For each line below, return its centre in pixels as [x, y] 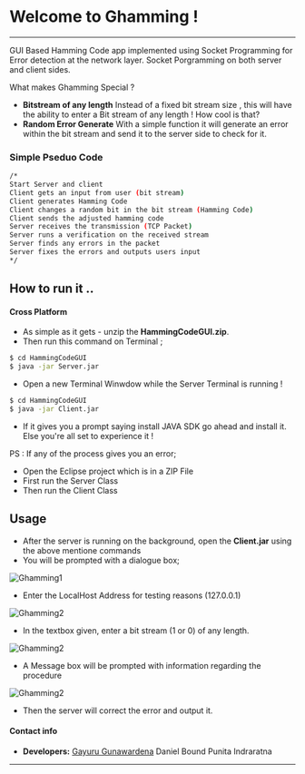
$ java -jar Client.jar [54, 409]
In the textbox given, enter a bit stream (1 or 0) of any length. [136, 630]
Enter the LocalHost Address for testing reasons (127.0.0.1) [132, 595]
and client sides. [40, 69]
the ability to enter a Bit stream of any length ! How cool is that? [141, 114]
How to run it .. [52, 289]
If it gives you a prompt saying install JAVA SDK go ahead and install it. [155, 426]
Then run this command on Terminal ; [93, 341]
